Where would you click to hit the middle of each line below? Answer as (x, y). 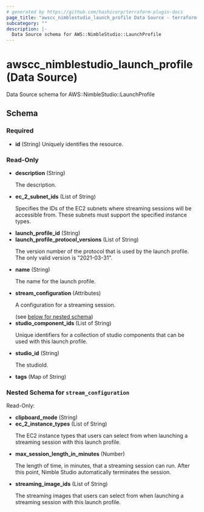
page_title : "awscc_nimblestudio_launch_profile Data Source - (88, 18)
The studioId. (32, 365)
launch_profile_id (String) (48, 233)
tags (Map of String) (41, 377)
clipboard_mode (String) (46, 418)
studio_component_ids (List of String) (63, 323)
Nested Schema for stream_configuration (68, 392)
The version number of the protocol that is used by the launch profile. (102, 251)
